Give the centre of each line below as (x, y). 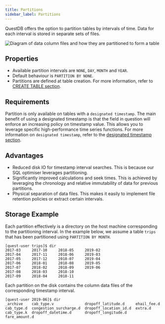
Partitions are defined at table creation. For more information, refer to (82, 81)
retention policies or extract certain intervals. (58, 199)
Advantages (24, 155)
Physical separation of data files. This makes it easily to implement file (84, 194)
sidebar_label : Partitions (33, 14)
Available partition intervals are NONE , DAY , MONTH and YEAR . (70, 71)
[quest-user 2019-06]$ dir (33, 299)
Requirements (27, 102)
